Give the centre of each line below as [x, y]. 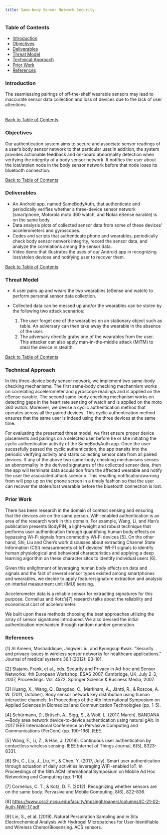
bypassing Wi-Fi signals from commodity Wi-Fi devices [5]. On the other [80, 537]
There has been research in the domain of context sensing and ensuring [79, 510]
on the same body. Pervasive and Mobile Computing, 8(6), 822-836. [75, 792]
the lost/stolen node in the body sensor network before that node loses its [81, 165]
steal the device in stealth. [47, 347]
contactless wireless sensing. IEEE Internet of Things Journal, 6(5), [74, 746]
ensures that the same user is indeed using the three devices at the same [81, 418]
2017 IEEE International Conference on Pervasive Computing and [72, 725]
